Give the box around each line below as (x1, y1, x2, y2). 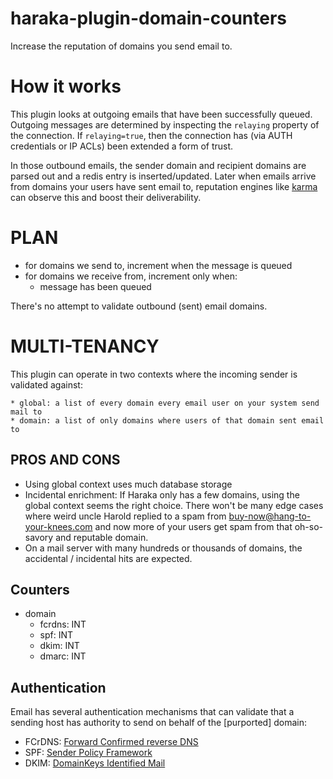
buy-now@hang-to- (228, 510, 312, 522)
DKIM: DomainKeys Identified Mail (24, 757, 166, 769)
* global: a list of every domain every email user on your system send (10, 398, 320, 408)
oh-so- (294, 520, 324, 532)
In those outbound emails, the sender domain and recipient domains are (10, 159, 307, 171)
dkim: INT (39, 640, 80, 652)
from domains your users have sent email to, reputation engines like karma (10, 180, 318, 192)
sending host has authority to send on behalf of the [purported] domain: (10, 717, 307, 729)
